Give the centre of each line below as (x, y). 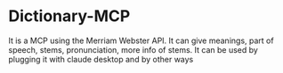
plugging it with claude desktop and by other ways (101, 59)
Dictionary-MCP (69, 16)
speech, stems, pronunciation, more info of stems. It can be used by (133, 49)
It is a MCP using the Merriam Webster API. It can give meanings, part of (141, 40)
